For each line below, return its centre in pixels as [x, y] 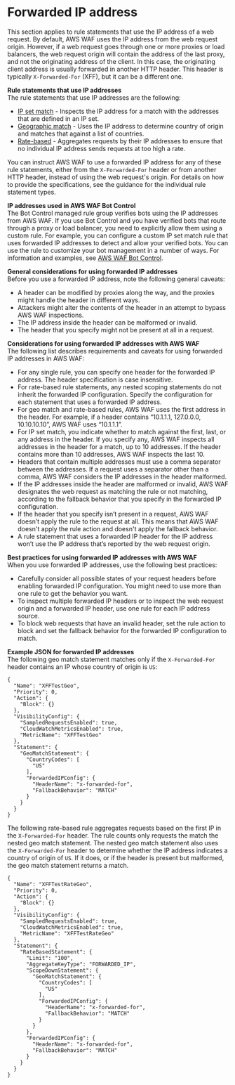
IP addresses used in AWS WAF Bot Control [72, 205]
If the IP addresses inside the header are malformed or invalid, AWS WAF [123, 484]
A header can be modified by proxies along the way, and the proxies [116, 292]
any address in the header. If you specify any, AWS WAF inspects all [116, 439]
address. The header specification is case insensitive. [95, 379]
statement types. [32, 192]
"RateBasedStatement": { [56, 952]
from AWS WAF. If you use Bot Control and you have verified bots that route [117, 220]
